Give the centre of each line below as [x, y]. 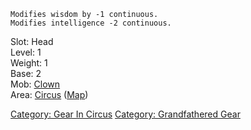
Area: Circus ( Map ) [49, 94]
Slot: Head [32, 41]
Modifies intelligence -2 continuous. [91, 23]
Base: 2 [26, 73]
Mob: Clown [35, 84]
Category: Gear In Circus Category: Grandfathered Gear [125, 114]
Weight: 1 [29, 63]
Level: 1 [26, 52]
